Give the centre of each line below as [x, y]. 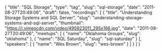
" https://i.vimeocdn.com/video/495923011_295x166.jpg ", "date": [71, 28]
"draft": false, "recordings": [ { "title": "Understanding [97, 12]
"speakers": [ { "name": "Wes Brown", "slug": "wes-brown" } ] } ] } [73, 44]
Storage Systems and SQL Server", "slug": [48, 18]
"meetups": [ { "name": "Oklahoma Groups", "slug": [88, 33]
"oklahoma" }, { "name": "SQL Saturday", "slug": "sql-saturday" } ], [73, 39]
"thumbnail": [71, 23]
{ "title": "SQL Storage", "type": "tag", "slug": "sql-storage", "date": [73, 7]
